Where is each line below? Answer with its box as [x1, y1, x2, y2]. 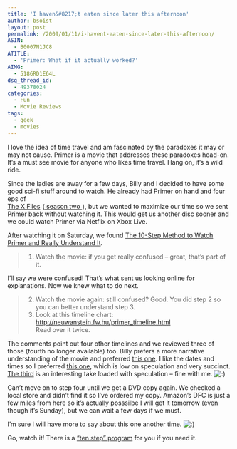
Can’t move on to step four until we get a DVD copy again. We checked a [7, 383, 221, 392]
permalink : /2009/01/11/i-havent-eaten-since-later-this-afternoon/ [7, 30, 215, 38]
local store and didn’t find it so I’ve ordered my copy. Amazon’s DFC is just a [7, 391, 231, 399]
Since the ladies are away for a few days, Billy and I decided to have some [7, 179, 225, 187]
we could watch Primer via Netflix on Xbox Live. [7, 217, 148, 225]
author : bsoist [7, 17, 53, 24]
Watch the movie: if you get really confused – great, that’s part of [35, 252, 226, 261]
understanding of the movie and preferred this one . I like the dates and [7, 354, 215, 363]
